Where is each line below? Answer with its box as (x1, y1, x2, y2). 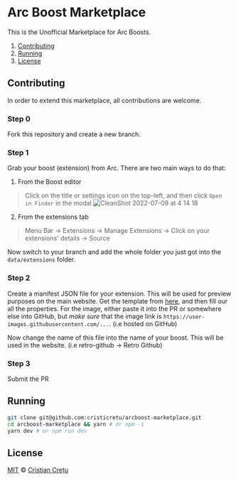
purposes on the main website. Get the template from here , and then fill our (7, 296, 228, 306)
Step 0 (7, 114, 31, 124)
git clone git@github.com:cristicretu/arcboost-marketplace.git (7, 414, 202, 421)
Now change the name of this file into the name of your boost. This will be (7, 333, 224, 342)
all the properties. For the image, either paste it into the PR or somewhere (7, 304, 222, 313)
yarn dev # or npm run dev (7, 427, 87, 434)
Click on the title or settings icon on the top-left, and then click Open (24, 191, 222, 200)
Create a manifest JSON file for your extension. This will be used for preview (7, 289, 232, 298)
